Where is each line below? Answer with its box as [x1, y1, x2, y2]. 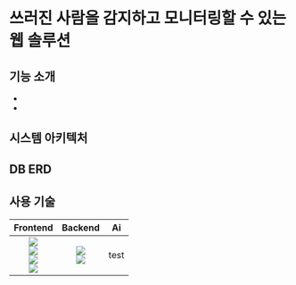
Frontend [13, 221, 53, 233]
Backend [62, 221, 101, 233]
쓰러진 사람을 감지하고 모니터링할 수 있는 [9, 8, 287, 29]
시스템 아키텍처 [9, 130, 88, 146]
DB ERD [9, 162, 52, 177]
